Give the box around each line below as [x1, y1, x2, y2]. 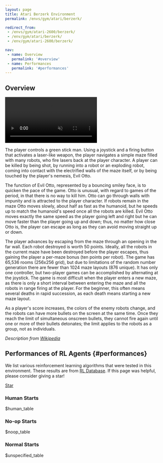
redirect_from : [5, 25, 36, 30]
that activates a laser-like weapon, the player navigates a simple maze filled [5, 152, 158, 158]
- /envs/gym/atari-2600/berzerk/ [7, 30, 76, 35]
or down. [5, 229, 23, 235]
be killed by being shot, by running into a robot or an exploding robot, [5, 162, 145, 169]
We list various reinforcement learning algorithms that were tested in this [5, 362, 152, 368]
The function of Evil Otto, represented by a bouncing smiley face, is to [5, 182, 146, 188]
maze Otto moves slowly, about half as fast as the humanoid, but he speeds [5, 203, 158, 209]
